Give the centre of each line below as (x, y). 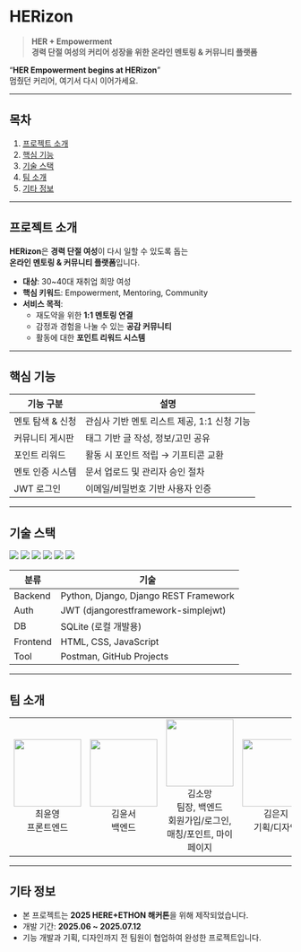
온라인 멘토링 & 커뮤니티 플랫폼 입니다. (75, 262)
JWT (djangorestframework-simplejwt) (143, 610)
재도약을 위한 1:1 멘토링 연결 (84, 315)
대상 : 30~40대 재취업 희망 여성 (77, 281)
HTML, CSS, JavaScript (110, 642)
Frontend (33, 642)
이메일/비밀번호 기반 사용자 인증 (148, 489)
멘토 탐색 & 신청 (45, 422)
